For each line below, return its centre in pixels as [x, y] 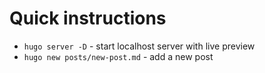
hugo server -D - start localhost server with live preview [139, 46]
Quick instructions [88, 18]
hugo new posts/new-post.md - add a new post [118, 56]
